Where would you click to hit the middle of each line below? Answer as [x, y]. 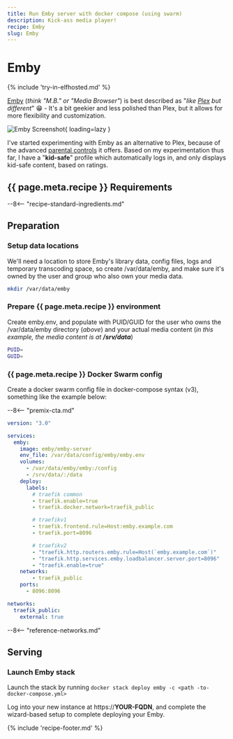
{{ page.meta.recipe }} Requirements [90, 187]
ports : [29, 585]
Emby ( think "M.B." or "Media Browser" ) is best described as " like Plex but [114, 101]
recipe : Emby [26, 27]
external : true [42, 617]
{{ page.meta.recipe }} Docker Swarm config [85, 374]
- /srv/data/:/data [54, 475]
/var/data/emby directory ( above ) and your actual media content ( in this [111, 329]
